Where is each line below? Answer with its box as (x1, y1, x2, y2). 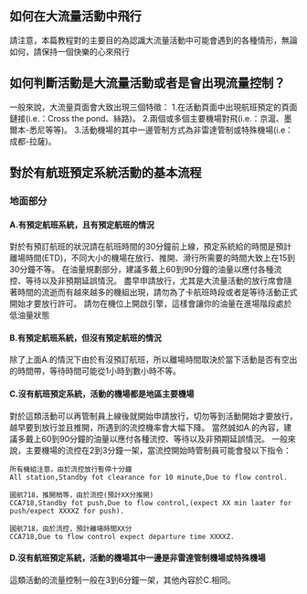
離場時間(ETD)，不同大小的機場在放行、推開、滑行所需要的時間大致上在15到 (9, 252, 295, 263)
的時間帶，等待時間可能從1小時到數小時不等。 (9, 366, 181, 377)
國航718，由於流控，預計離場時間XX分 (9, 524, 132, 533)
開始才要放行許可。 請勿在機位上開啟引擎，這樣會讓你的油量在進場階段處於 (9, 298, 292, 309)
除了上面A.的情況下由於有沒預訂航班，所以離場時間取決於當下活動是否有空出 (9, 355, 298, 366)
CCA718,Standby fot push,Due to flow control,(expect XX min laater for (9, 498, 292, 507)
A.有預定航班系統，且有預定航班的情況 (9, 218, 155, 230)
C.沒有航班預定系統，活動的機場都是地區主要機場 (9, 387, 195, 399)
